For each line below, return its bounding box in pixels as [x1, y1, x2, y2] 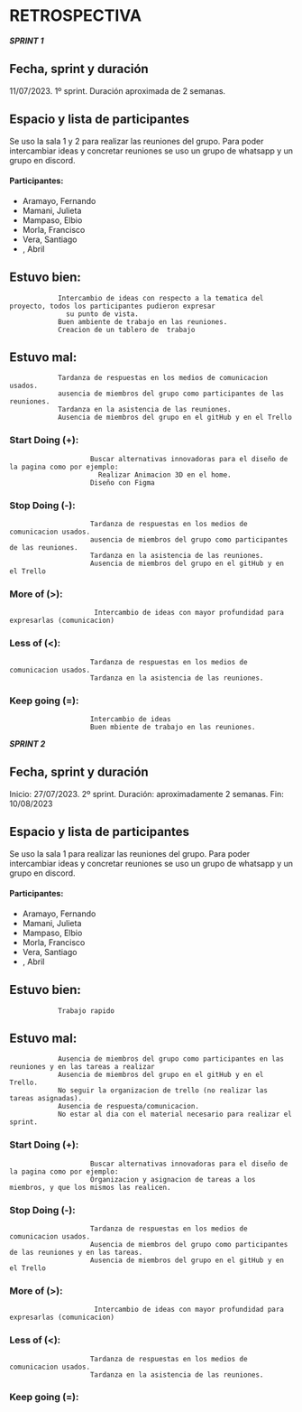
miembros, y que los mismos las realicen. [9, 1183, 171, 1192]
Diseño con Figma [89, 478, 155, 488]
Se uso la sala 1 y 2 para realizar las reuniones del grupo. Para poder [9, 135, 264, 146]
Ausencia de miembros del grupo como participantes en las [57, 1054, 284, 1064]
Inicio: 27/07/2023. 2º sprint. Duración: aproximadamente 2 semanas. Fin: [9, 788, 284, 799]
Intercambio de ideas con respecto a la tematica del [57, 293, 264, 302]
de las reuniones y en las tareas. [9, 1248, 143, 1257]
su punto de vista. [66, 309, 140, 319]
